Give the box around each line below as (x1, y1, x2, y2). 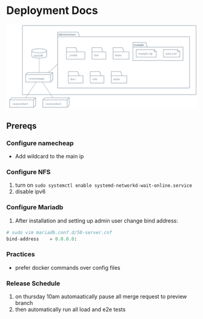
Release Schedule (6, 279, 61, 287)
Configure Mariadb (6, 203, 64, 212)
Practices (6, 250, 35, 258)
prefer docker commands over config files (15, 264, 121, 271)
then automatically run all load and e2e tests (15, 306, 126, 313)
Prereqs (6, 121, 37, 131)
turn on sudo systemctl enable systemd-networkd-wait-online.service (15, 181, 193, 189)
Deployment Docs (6, 4, 98, 18)
